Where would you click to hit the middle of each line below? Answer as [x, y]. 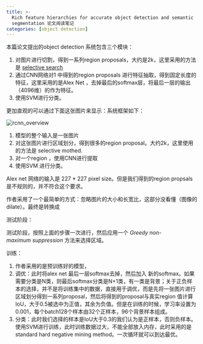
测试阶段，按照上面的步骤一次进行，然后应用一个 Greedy [77, 233]
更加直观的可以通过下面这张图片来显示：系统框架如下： [75, 111]
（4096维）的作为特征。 [46, 90]
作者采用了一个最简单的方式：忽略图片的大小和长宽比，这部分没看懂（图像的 [102, 199]
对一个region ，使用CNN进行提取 [56, 158]
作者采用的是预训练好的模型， [52, 266]
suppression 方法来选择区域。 [70, 240]
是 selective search [39, 67]
